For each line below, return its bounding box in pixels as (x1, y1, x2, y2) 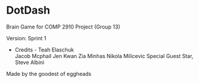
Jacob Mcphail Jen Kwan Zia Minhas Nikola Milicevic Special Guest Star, (14, 52, 194, 59)
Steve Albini (14, 59, 45, 66)
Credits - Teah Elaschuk (14, 46, 74, 53)
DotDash (6, 4, 51, 17)
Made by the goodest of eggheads (6, 70, 91, 77)
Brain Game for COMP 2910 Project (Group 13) (6, 23, 121, 30)
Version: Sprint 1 (6, 34, 47, 41)
